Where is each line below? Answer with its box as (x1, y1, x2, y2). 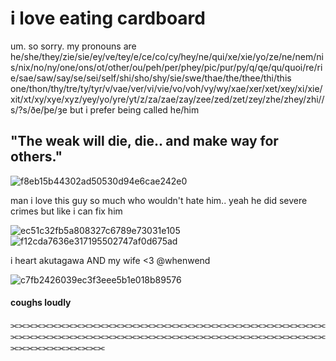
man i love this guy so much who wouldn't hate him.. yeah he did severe (10, 194, 308, 206)
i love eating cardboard (10, 7, 206, 30)
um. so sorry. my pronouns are (10, 40, 137, 52)
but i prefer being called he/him (69, 103, 200, 116)
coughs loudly (10, 297, 72, 309)
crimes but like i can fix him (10, 205, 123, 217)
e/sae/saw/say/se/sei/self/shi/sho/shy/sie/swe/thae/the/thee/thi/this (10, 72, 292, 84)
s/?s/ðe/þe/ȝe (10, 103, 68, 116)
